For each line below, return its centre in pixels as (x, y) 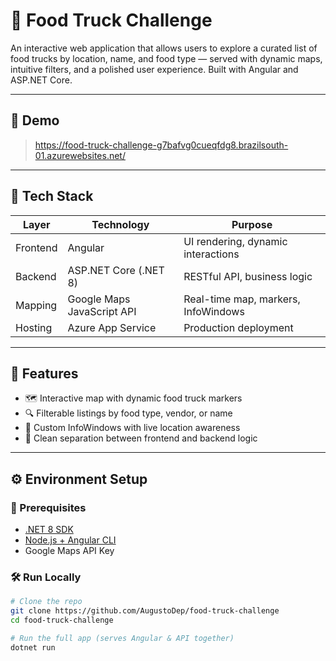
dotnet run (33, 647)
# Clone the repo (46, 602)
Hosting (34, 327)
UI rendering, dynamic (235, 241)
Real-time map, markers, (242, 299)
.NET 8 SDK (49, 530)
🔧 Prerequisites (48, 507)
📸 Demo (35, 120)
